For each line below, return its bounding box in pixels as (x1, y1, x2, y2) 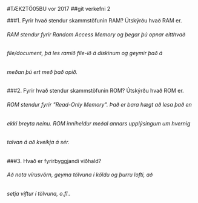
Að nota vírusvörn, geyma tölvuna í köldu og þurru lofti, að (7, 171, 153, 178)
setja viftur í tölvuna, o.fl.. (7, 190, 71, 198)
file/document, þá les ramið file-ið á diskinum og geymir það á (7, 50, 163, 57)
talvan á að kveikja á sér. (7, 139, 70, 146)
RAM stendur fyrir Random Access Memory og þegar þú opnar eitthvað (7, 30, 186, 38)
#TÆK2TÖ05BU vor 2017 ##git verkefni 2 (7, 5, 111, 12)
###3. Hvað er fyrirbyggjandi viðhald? (7, 157, 102, 164)
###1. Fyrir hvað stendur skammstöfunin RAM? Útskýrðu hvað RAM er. (7, 17, 182, 24)
